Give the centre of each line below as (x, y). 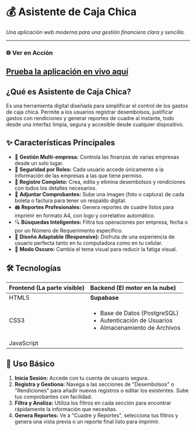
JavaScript (24, 343)
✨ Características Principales (61, 143)
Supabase (104, 297)
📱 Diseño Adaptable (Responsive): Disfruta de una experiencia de (94, 237)
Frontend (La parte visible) (47, 288)
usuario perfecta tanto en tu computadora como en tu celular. (88, 243)
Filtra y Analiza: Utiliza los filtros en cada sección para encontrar (93, 403)
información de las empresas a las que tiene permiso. (79, 175)
